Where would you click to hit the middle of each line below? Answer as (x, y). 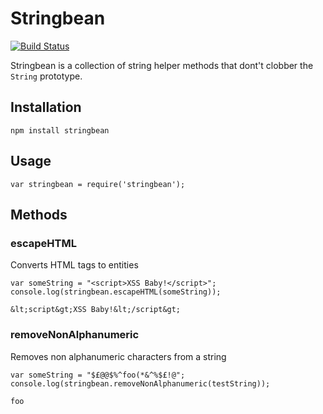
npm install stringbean (60, 130)
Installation (46, 107)
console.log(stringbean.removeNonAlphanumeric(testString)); (140, 383)
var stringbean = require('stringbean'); (98, 184)
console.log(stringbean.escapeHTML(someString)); (116, 292)
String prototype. (46, 76)
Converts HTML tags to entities (74, 265)
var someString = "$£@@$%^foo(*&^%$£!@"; (98, 375)
